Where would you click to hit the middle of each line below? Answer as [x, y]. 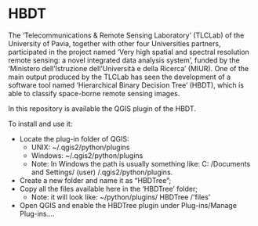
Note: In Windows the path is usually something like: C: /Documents [141, 163]
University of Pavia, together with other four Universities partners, [114, 43]
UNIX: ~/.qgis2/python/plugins [80, 147]
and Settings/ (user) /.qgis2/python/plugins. [102, 172]
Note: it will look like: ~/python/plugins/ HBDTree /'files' [121, 197]
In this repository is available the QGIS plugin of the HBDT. [102, 108]
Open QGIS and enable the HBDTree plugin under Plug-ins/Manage [128, 205]
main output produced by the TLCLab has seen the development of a [120, 77]
